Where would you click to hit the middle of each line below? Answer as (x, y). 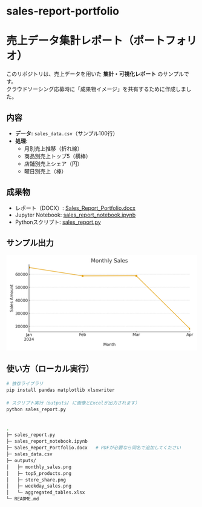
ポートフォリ (165, 41)
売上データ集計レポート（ (70, 41)
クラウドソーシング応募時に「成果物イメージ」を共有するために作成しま (96, 89)
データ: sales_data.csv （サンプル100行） (67, 133)
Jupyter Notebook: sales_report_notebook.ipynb (75, 215)
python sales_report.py (36, 409)
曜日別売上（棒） (45, 171)
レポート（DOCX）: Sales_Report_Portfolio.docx (75, 208)
